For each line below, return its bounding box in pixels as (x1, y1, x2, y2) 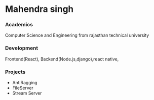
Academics (5, 21, 33, 28)
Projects (5, 68, 26, 75)
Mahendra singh (5, 3, 74, 15)
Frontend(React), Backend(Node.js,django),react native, (5, 56, 119, 62)
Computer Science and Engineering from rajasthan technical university (5, 32, 149, 38)
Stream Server (12, 90, 42, 96)
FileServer (12, 85, 34, 91)
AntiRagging (12, 80, 38, 86)
